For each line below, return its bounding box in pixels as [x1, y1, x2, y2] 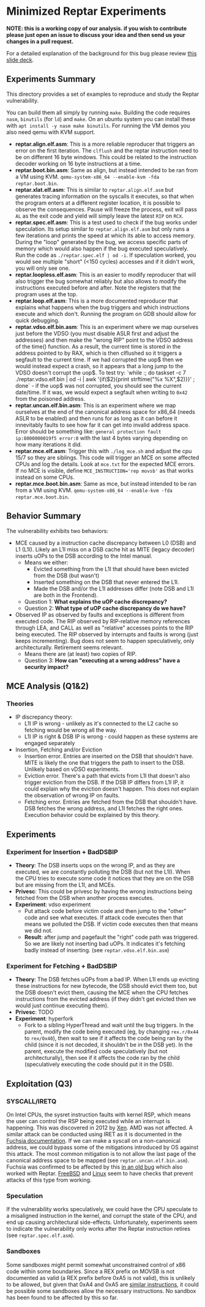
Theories [6, 699, 34, 708]
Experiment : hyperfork [15, 1015, 73, 1022]
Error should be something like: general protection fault [15, 427, 162, 435]
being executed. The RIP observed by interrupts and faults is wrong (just [15, 630, 199, 638]
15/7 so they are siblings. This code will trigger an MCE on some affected [15, 454, 199, 461]
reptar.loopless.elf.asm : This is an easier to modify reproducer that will [15, 270, 196, 278]
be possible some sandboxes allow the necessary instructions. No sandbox [6, 1287, 196, 1295]
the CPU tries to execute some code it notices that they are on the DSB [15, 874, 194, 882]
